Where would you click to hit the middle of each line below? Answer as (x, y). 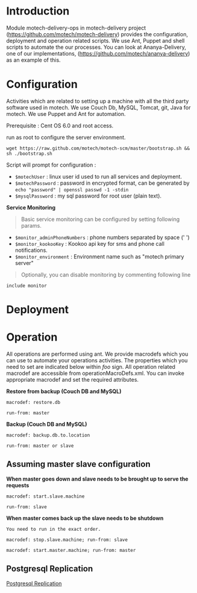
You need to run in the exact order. (54, 529)
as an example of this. (34, 60)
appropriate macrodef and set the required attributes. (73, 380)
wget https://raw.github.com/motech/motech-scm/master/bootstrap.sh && (98, 148)
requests (18, 485)
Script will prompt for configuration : (51, 165)
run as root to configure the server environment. (66, 137)
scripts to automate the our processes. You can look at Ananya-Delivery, (96, 47)
